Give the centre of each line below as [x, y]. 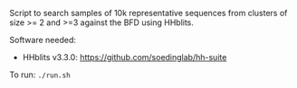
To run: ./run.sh [40, 75]
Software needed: [43, 40]
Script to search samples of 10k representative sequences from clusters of [148, 13]
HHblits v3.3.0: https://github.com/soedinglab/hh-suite [125, 57]
